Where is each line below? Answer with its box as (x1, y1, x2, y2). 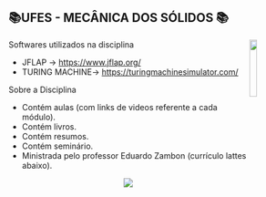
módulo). (21, 111, 56, 122)
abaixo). (21, 160, 53, 171)
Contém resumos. (21, 130, 89, 141)
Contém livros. (21, 120, 77, 132)
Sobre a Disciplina (8, 84, 77, 95)
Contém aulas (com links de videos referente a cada (21, 101, 218, 112)
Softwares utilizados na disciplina (8, 38, 134, 50)
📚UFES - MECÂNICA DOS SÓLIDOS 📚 (8, 10, 230, 26)
